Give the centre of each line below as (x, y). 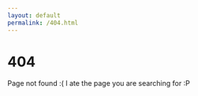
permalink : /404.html (43, 23)
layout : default (34, 15)
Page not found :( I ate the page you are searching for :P (99, 83)
